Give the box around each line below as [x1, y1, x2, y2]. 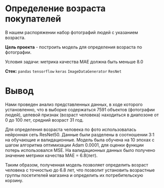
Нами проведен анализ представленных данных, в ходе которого [5, 101, 143, 107]
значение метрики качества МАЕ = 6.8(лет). [5, 152, 98, 158]
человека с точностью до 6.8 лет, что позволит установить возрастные [5, 167, 155, 173]
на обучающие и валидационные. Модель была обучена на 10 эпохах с [5, 137, 155, 143]
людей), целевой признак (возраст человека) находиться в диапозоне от [5, 112, 159, 118]
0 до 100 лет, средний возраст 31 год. [5, 117, 84, 123]
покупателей [5, 13, 61, 24]
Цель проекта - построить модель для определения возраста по [5, 44, 142, 50]
